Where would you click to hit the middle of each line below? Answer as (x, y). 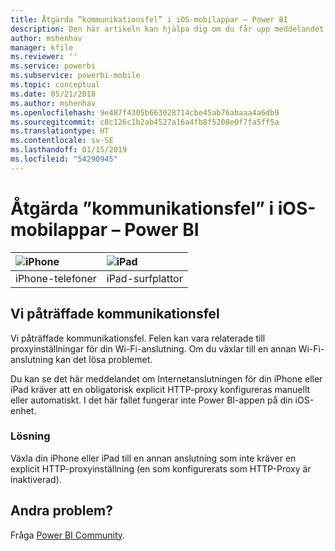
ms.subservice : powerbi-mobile (75, 76)
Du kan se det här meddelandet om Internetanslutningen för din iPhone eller (166, 378)
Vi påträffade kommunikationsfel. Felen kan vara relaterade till (138, 338)
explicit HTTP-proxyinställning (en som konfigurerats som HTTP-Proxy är (161, 468)
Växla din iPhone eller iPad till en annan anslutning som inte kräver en (153, 458)
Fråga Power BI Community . (68, 535)
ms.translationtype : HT (60, 131)
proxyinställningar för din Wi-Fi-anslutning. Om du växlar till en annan (153, 348)
